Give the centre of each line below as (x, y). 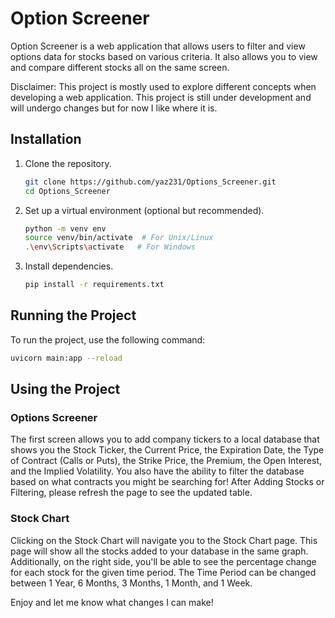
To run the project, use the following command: (108, 339)
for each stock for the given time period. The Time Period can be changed (163, 572)
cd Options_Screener (67, 191)
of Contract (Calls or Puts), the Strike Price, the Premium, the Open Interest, (166, 461)
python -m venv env (65, 228)
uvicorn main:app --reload (66, 358)
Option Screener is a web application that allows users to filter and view (158, 46)
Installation (46, 139)
